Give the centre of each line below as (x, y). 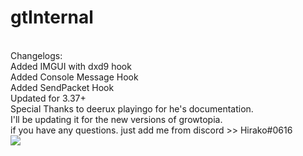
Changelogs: (36, 55)
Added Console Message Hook (74, 77)
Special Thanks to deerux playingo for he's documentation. (132, 108)
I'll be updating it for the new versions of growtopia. (116, 119)
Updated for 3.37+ (48, 98)
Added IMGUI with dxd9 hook (71, 66)
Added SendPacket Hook (62, 87)
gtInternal (52, 17)
